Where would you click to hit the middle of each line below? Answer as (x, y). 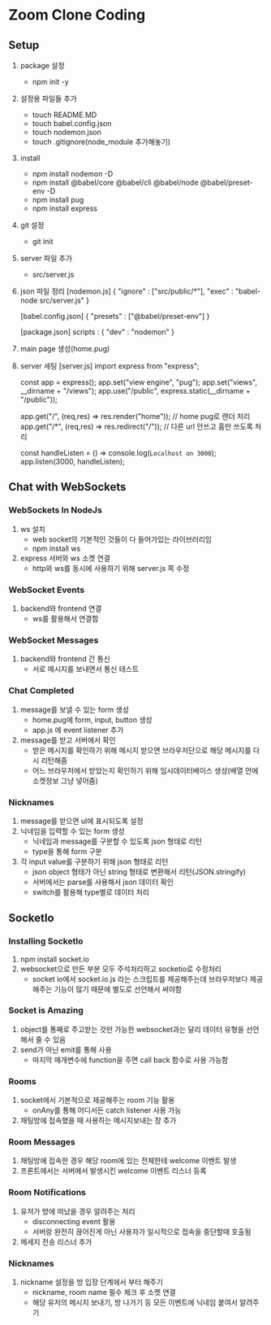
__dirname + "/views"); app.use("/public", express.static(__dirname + (135, 391)
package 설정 (42, 65)
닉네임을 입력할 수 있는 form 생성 (72, 830)
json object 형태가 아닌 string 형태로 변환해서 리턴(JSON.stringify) (139, 871)
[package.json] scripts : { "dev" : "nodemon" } (97, 332)
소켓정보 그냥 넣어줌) (65, 780)
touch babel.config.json (72, 123)
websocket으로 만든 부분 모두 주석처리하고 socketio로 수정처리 (120, 969)
